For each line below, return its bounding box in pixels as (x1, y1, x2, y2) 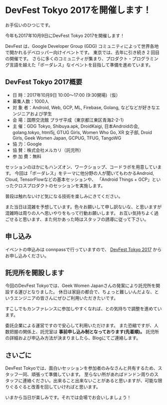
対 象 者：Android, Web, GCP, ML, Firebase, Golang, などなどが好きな (12, 104, 156, 110)
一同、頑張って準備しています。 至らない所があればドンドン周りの (18, 372, 155, 378)
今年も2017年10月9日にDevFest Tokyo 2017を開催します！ (5, 32, 125, 38)
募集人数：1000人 (12, 98, 49, 104)
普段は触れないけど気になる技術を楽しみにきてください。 (5, 193, 123, 199)
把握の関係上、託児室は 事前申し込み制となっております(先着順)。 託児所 (9, 329, 159, 335)
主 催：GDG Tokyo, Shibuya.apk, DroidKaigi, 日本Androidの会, (12, 123, 140, 129)
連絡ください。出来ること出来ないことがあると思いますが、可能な (22, 378, 158, 384)
